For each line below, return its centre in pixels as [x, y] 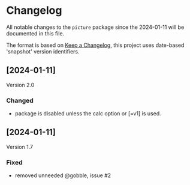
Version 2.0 [20, 85]
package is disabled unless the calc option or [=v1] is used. [88, 114]
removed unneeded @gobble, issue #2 [63, 175]
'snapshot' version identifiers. [43, 51]
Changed [20, 100]
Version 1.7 [20, 147]
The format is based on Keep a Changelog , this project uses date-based [95, 45]
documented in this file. [35, 33]
